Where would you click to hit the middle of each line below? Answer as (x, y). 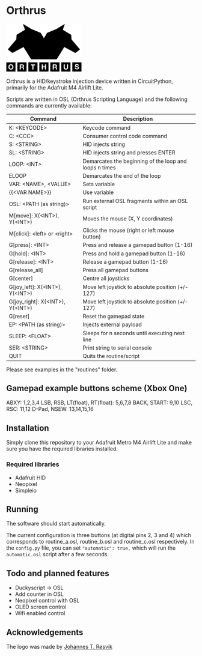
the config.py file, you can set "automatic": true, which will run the (91, 548)
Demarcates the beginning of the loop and (135, 161)
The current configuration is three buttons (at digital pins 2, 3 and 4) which (99, 535)
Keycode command (107, 127)
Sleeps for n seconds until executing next (134, 333)
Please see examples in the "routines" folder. (62, 369)
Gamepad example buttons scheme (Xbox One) (97, 388)
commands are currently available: (49, 105)
